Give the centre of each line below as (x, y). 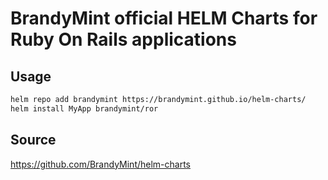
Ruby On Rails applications (123, 39)
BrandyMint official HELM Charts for (164, 18)
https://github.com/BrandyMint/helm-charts (101, 164)
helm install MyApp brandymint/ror (84, 108)
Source (33, 140)
